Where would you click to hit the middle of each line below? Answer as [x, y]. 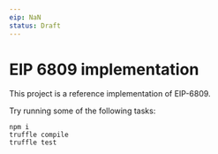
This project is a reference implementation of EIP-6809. [110, 94]
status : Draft [35, 26]
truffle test [33, 142]
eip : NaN [25, 17]
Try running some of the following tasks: [83, 111]
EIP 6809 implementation [104, 69]
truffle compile [39, 135]
